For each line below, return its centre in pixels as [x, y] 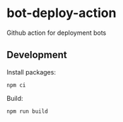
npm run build [28, 111]
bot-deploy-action [61, 13]
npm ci [16, 85]
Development [37, 55]
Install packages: [31, 72]
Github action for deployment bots [57, 33]
